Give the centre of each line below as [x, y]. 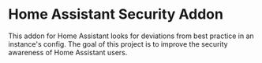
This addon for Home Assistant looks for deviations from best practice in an [131, 36]
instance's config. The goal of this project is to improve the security [118, 44]
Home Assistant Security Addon [116, 14]
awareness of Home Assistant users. [68, 52]
